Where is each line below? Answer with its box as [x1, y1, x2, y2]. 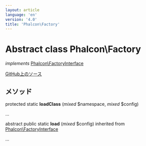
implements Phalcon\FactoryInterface [5, 61, 84, 67]
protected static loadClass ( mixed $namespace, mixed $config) [5, 101, 139, 107]
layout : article [5, 7, 40, 13]
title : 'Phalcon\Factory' [5, 21, 60, 27]
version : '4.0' [5, 17, 38, 22]
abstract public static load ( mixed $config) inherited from [5, 121, 125, 127]
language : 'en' [5, 12, 38, 17]
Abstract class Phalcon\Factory [5, 44, 141, 55]
